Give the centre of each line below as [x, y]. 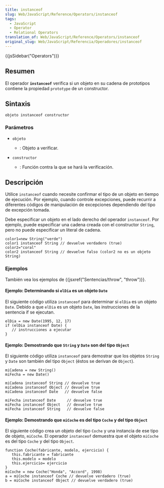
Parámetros [19, 128]
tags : [11, 19]
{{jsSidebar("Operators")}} [32, 56]
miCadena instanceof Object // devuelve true [52, 387]
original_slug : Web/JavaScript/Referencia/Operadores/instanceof [73, 42]
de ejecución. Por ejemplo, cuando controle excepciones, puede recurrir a [81, 200]
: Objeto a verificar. [39, 148]
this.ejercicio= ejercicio [39, 463]
